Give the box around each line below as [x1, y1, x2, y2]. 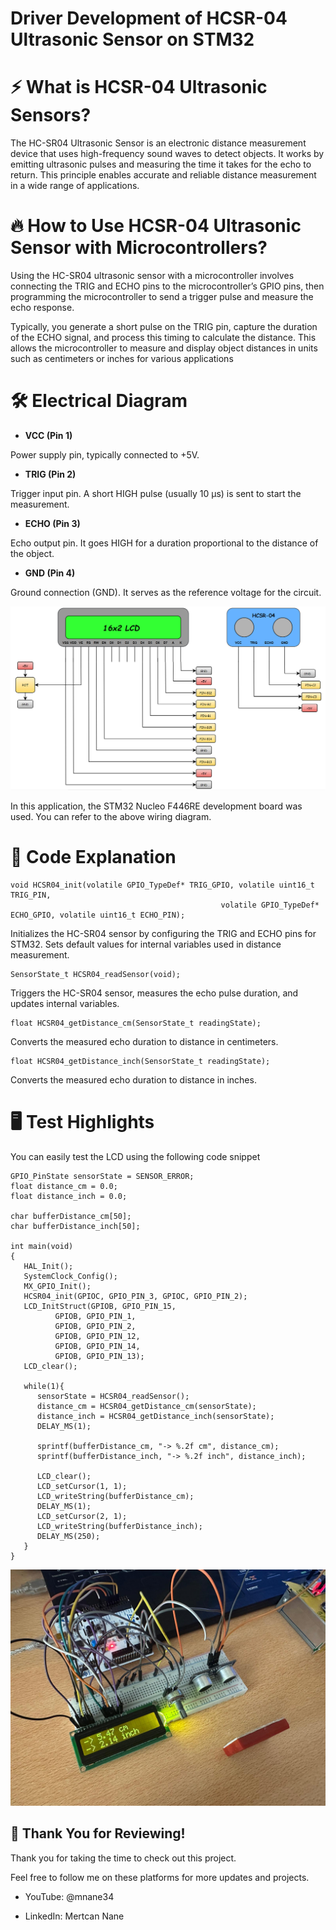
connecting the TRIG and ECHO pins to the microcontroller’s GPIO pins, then [10, 280, 325, 292]
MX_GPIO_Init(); [23, 1281, 92, 1291]
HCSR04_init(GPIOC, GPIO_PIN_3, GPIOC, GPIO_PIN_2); [23, 1291, 248, 1301]
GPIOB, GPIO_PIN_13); [54, 1351, 145, 1361]
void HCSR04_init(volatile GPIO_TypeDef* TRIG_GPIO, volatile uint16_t [10, 880, 315, 890]
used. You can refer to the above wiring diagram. [10, 810, 212, 822]
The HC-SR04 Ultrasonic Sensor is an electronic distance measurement [10, 137, 307, 149]
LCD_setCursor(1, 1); [36, 1481, 128, 1491]
